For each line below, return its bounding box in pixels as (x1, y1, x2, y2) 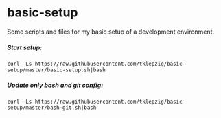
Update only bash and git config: (7, 81, 104, 89)
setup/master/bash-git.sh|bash (7, 104, 97, 111)
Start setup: (7, 43, 43, 51)
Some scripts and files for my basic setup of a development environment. (7, 27, 215, 36)
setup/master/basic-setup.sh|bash (7, 67, 106, 73)
